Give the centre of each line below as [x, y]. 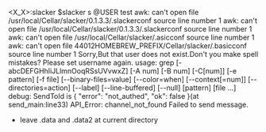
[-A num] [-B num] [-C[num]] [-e [183, 71]
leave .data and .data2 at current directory [89, 120]
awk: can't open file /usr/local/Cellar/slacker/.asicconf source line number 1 [131, 37]
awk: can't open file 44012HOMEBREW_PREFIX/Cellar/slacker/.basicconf [128, 46]
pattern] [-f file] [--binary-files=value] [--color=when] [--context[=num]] [127, 79]
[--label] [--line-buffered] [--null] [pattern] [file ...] [154, 88]
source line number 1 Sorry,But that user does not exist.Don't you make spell [133, 54]
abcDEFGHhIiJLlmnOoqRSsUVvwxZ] [68, 71]
